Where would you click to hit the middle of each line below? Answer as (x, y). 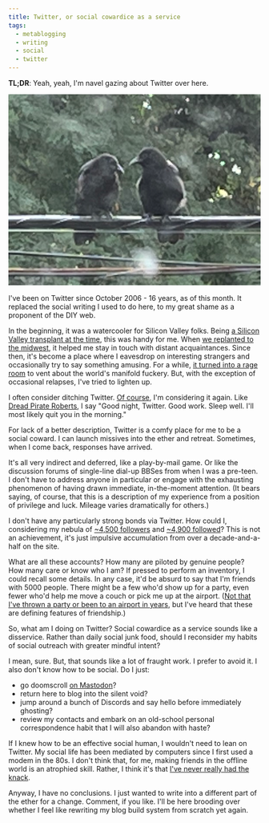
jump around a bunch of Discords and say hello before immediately (130, 703)
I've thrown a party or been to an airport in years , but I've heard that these (130, 605)
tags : (17, 25)
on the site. (41, 546)
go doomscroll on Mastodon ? (68, 685)
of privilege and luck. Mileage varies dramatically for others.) (109, 505)
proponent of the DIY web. (52, 315)
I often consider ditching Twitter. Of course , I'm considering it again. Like (128, 398)
